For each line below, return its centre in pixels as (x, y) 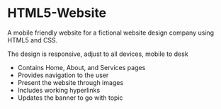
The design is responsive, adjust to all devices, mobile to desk (98, 54)
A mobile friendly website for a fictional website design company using (111, 33)
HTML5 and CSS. (33, 40)
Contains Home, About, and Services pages (81, 67)
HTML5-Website (57, 13)
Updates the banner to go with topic (70, 98)
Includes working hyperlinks (59, 90)
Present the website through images (70, 82)
